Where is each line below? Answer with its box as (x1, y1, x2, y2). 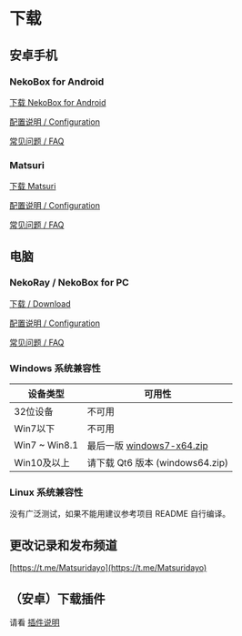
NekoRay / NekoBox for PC (9, 277, 129, 289)
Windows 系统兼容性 (9, 361, 102, 374)
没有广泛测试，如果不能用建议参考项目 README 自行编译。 (9, 509, 231, 520)
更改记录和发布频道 (9, 538, 117, 553)
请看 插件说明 (9, 617, 60, 628)
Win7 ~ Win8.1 (14, 439, 79, 451)
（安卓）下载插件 (9, 591, 106, 606)
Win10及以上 (14, 457, 70, 469)
